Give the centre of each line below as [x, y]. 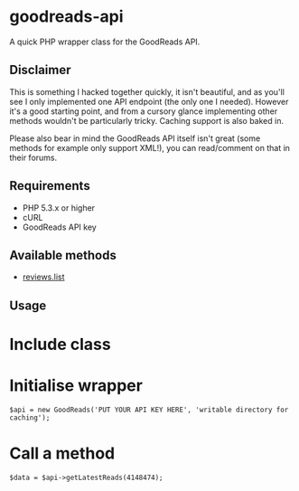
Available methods [63, 255]
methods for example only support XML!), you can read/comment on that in [150, 147]
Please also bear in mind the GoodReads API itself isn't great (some [135, 138]
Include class [60, 344]
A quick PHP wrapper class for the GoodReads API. [105, 42]
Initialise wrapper [76, 386]
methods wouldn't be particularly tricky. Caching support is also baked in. [147, 120]
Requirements [50, 186]
